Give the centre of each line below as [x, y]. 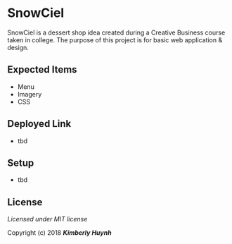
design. [18, 47]
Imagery [30, 94]
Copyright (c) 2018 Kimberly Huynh [59, 233]
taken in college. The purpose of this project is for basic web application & [115, 39]
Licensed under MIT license [47, 219]
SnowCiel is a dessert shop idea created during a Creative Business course [116, 32]
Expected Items [42, 69]
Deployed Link [39, 124]
